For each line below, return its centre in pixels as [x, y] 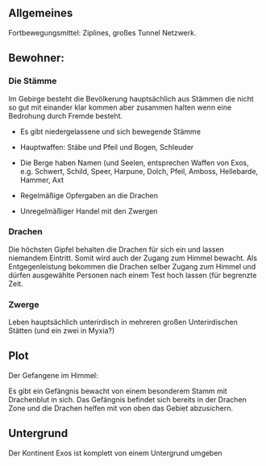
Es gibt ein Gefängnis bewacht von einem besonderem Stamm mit [118, 391]
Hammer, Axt [42, 180]
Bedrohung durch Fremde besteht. [66, 115]
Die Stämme [33, 81]
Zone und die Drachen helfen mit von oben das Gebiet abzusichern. [121, 408]
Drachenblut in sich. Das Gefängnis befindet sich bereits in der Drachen [128, 399]
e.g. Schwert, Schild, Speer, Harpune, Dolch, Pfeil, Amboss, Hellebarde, [139, 171]
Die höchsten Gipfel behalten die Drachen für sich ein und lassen [116, 249]
